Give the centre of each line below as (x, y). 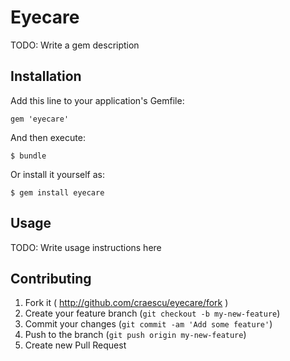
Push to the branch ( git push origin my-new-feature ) (135, 335)
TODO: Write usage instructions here (86, 247)
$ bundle (28, 156)
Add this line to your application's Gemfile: (97, 100)
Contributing (51, 278)
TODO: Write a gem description (75, 45)
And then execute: (48, 137)
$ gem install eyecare (57, 192)
